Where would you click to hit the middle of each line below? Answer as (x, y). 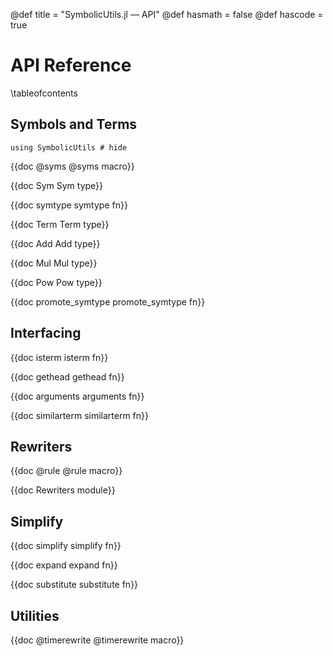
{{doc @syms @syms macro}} (72, 166)
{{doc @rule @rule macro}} (66, 471)
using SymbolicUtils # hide (69, 147)
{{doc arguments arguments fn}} (77, 396)
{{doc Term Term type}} (60, 224)
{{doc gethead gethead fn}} (67, 376)
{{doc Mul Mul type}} (54, 263)
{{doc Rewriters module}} (63, 490)
